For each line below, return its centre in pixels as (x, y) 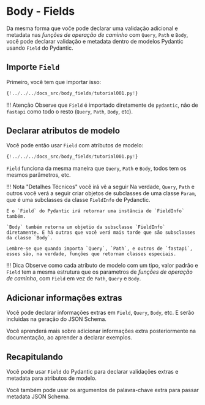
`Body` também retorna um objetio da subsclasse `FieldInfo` (86, 227)
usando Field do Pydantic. (40, 48)
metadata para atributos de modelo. (51, 378)
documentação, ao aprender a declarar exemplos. (69, 337)
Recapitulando (35, 357)
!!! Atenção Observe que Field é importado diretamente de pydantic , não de (102, 105)
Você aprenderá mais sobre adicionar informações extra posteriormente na (101, 331)
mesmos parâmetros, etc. (39, 175)
